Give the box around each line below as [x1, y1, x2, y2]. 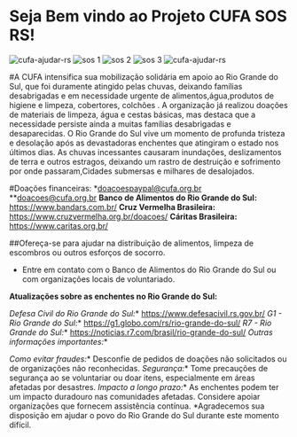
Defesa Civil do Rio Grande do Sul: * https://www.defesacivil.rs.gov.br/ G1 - [9, 308, 282, 318]
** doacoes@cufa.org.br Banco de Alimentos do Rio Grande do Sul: [9, 192, 257, 203]
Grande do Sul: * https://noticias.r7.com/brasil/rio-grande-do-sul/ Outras [9, 326, 273, 338]
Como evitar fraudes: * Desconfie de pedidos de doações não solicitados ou [9, 353, 287, 364]
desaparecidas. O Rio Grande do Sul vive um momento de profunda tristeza [9, 128, 285, 138]
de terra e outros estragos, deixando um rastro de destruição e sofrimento [9, 156, 281, 167]
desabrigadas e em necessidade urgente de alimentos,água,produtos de [9, 90, 275, 101]
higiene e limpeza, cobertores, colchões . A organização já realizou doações [9, 99, 288, 110]
